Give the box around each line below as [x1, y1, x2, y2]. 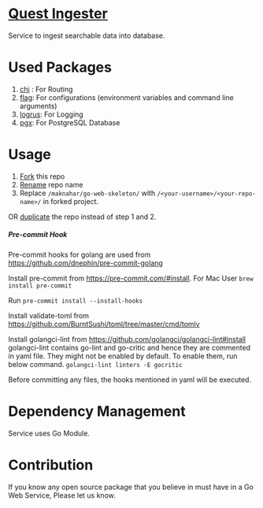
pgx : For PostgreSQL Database [19, 117, 120, 127]
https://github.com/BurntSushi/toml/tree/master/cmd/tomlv [8, 319, 200, 328]
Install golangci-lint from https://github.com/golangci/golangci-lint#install [8, 334, 246, 343]
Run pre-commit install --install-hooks [8, 295, 143, 305]
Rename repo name [19, 180, 83, 189]
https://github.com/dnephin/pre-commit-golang [8, 258, 163, 268]
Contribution [8, 456, 94, 473]
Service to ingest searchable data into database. [8, 31, 165, 40]
